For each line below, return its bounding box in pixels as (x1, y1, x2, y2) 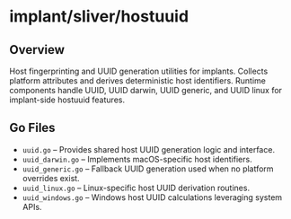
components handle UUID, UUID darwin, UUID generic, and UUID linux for (9, 85, 283, 95)
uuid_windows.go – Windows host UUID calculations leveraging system (22, 191, 283, 203)
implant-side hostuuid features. (9, 94, 126, 105)
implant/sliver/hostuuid (9, 6, 190, 27)
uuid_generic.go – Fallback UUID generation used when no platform (22, 163, 274, 174)
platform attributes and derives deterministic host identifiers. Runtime (9, 75, 267, 86)
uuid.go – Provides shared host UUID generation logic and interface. (22, 144, 276, 154)
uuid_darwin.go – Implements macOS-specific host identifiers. (22, 153, 253, 164)
